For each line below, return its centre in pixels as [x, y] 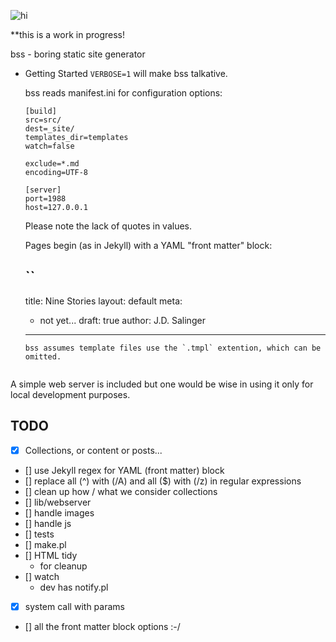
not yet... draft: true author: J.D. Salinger [122, 320]
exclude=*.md [52, 164]
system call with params [74, 606]
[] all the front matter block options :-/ [102, 626]
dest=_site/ [49, 129]
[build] [40, 111]
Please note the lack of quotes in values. [108, 226]
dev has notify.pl [74, 587]
